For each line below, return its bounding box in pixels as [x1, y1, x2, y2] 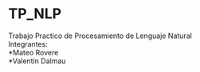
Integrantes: [8, 39, 48, 48]
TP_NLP [8, 5, 62, 23]
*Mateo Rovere [8, 47, 59, 57]
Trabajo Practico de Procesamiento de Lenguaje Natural [8, 31, 193, 40]
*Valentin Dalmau [8, 56, 66, 66]
